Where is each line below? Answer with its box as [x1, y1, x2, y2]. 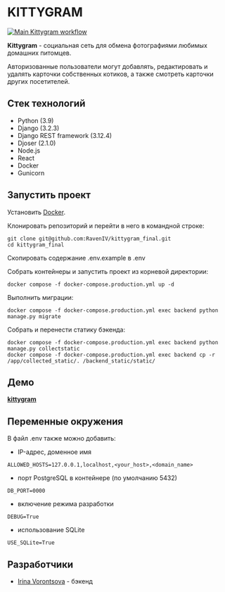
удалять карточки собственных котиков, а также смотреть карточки [7, 70, 214, 78]
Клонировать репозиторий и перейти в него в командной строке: [7, 221, 205, 229]
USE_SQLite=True [7, 539, 55, 546]
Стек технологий [7, 98, 86, 110]
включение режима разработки [17, 500, 114, 508]
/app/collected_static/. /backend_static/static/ [7, 357, 156, 365]
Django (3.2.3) [17, 124, 60, 132]
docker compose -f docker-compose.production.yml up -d [7, 281, 174, 288]
